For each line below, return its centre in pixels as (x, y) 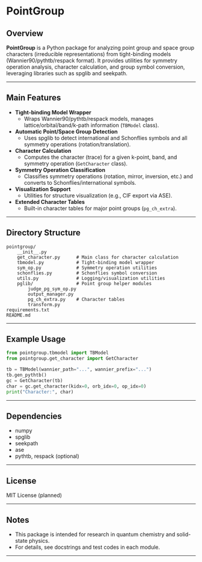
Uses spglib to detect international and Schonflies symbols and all (106, 138)
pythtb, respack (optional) (47, 456)
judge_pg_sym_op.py (52, 289)
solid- (184, 534)
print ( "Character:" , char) (40, 392)
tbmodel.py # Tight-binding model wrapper (86, 262)
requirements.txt (28, 310)
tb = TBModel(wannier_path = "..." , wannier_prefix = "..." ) (79, 369)
